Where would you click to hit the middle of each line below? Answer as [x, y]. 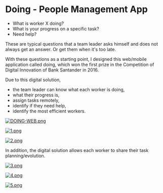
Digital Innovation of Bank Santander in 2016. [52, 70]
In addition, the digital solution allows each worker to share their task [77, 150]
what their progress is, [36, 95]
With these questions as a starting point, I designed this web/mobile [76, 59]
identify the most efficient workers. [49, 111]
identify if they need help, [39, 105]
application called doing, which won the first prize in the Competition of [80, 64]
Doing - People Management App [76, 9]
